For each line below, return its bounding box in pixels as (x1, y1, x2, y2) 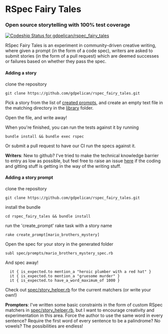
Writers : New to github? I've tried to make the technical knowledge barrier (5, 152, 159, 158)
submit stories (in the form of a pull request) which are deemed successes (5, 53, 159, 59)
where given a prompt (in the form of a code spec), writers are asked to (5, 48, 153, 54)
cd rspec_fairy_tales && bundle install (5, 214, 91, 219)
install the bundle (5, 204, 41, 210)
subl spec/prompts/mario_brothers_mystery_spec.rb (5, 250, 113, 256)
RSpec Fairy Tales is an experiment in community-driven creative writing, (5, 43, 156, 49)
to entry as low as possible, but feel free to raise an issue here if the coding (5, 158, 161, 164)
